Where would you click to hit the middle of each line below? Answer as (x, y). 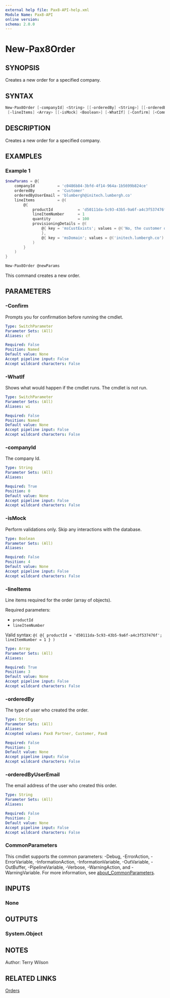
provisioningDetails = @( (59, 224)
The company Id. (23, 458)
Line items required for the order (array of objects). (58, 600)
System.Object (24, 934)
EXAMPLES (24, 156)
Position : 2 (18, 818)
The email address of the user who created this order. (61, 786)
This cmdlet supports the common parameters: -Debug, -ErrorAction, (78, 856)
